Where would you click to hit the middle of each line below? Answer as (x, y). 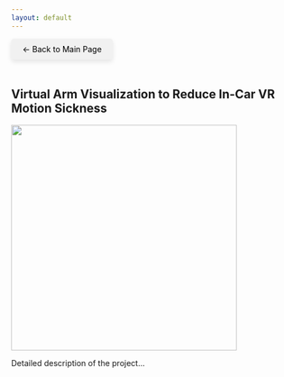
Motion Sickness (59, 109)
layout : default (41, 18)
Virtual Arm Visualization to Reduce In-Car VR (143, 94)
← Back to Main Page (63, 49)
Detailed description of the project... (78, 363)
